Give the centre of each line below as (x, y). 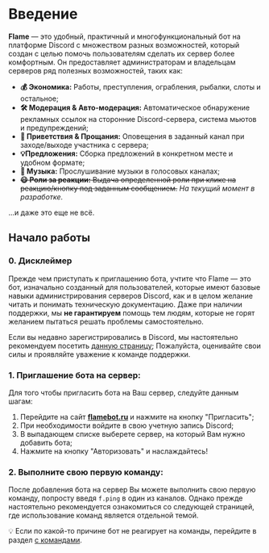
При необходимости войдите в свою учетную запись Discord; (127, 425)
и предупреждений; (54, 128)
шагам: (21, 401)
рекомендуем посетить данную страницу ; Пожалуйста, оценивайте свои (135, 346)
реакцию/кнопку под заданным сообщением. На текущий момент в (137, 188)
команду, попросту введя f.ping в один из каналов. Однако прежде (126, 498)
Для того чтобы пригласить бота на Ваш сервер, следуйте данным (124, 392)
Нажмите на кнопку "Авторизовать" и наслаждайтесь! (114, 451)
